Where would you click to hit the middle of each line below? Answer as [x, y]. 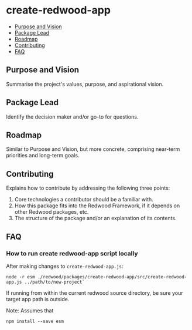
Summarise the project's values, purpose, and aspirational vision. [85, 84]
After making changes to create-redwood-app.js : [65, 266]
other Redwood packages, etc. [52, 212]
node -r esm [20, 277]
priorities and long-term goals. [43, 156]
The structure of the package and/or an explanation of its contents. [95, 218]
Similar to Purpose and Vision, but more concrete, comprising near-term [93, 149]
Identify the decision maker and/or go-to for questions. [72, 117]
